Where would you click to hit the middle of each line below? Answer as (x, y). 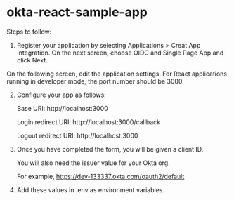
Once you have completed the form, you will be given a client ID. (110, 149)
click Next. (32, 60)
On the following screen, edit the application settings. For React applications (117, 74)
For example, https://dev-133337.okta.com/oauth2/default (100, 176)
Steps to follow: (29, 32)
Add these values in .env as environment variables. (90, 189)
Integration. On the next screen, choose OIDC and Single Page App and (120, 53)
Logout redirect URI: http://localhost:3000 (77, 135)
